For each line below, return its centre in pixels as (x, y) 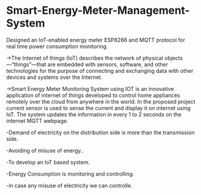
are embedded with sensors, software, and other (108, 64)
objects (174, 58)
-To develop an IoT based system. (48, 162)
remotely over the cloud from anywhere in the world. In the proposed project (101, 101)
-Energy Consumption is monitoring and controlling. (70, 174)
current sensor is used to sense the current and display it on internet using (98, 108)
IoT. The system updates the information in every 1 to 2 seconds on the (94, 114)
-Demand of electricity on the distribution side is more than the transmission (100, 132)
